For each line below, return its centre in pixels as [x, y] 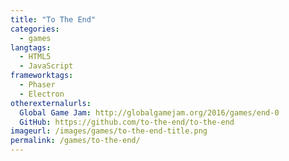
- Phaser [37, 85]
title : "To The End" [53, 19]
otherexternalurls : [51, 103]
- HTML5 [35, 57]
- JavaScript [46, 66]
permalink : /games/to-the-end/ [75, 141]
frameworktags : [42, 76]
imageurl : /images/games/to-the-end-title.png [109, 131]
